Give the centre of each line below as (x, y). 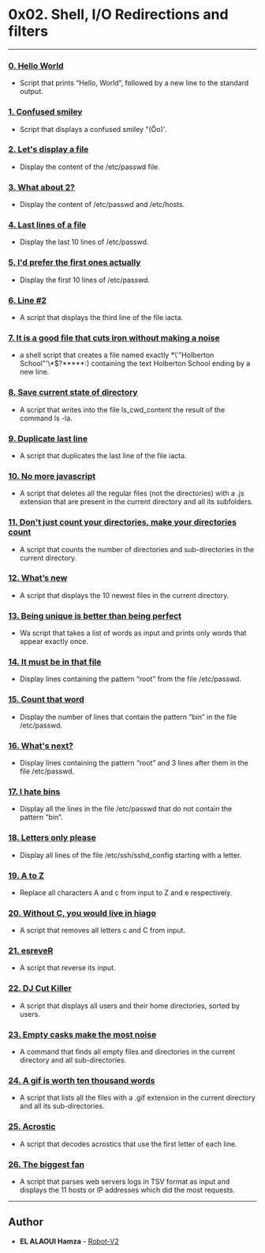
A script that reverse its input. (67, 968)
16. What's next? (41, 746)
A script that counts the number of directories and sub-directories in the (137, 549)
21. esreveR (31, 951)
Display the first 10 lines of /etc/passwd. (85, 280)
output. (31, 92)
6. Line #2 (28, 300)
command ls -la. (46, 418)
